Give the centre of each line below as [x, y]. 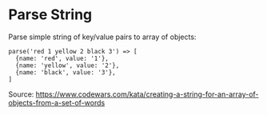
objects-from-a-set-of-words [57, 102]
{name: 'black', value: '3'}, [66, 72]
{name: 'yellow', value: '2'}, [68, 65]
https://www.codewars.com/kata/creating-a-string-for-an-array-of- [147, 94]
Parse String [50, 15]
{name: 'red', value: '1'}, [62, 58]
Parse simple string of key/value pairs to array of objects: [102, 37]
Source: [21, 94]
